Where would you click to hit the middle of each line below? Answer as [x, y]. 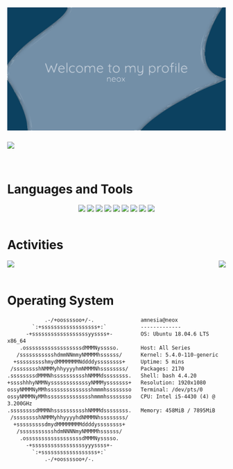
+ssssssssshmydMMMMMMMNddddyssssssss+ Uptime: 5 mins [99, 362]
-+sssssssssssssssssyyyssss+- [69, 445]
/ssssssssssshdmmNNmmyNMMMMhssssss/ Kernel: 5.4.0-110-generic [117, 355]
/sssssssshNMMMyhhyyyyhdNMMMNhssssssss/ [69, 418]
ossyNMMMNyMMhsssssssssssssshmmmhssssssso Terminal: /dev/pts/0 [105, 390]
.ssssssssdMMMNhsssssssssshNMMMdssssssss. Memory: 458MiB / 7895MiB [111, 411]
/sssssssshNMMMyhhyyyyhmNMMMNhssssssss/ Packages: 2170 [97, 369]
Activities [35, 245]
